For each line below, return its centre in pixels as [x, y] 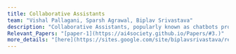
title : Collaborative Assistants [56, 14]
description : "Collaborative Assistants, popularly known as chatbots [113, 27]
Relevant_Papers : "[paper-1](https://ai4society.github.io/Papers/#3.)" [116, 33]
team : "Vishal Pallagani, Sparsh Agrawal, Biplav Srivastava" [100, 20]
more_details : [28, 40]
